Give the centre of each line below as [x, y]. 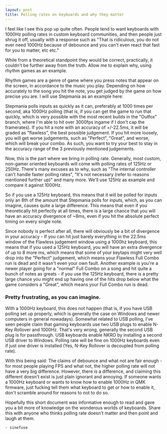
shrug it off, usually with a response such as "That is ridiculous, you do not [82, 39]
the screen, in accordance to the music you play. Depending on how [75, 85]
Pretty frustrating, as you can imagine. [53, 298]
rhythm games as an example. [36, 70]
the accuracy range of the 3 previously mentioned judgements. [70, 149]
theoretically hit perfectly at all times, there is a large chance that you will [80, 211]
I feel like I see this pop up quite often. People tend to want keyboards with [82, 29]
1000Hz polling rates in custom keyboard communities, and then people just [83, 34]
